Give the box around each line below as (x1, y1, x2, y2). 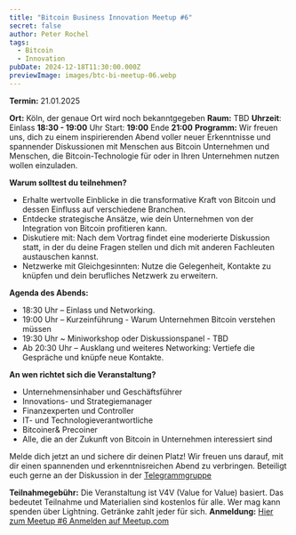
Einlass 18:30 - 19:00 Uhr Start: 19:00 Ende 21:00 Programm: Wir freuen (9, 122, 278, 133)
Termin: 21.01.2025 (9, 95, 80, 106)
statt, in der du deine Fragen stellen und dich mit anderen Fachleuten (21, 241, 276, 252)
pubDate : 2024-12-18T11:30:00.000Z (9, 63, 141, 72)
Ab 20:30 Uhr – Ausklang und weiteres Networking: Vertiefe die (21, 342, 255, 353)
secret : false (9, 21, 62, 30)
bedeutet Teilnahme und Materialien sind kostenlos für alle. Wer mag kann (9, 496, 281, 507)
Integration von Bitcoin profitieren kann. (21, 223, 168, 233)
